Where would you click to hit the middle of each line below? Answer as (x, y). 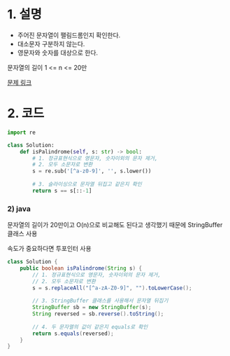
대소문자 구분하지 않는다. (51, 43)
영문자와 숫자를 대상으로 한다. (58, 53)
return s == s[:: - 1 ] (62, 191)
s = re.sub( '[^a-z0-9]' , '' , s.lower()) (92, 171)
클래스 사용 (22, 234)
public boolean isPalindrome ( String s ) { (81, 268)
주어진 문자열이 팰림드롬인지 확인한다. (69, 35)
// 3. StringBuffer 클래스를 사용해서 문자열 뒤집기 (100, 301)
